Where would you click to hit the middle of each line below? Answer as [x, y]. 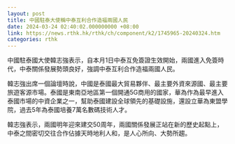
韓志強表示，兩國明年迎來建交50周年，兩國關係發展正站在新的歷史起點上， [115, 125]
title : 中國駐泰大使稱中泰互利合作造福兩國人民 [68, 20]
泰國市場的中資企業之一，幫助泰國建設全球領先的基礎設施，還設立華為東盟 [114, 101]
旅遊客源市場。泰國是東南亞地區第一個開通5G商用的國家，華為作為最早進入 [115, 93]
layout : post [26, 14]
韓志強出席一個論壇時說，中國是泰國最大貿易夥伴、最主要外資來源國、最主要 [117, 83]
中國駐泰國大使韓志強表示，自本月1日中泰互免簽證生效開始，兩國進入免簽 [113, 61]
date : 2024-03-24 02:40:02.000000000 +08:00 [73, 26]
